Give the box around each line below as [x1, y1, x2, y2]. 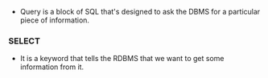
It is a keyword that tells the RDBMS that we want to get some [19, 54, 225, 64]
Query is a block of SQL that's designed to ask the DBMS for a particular [19, 7, 261, 16]
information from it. [19, 62, 85, 72]
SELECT [8, 35, 40, 47]
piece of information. [19, 15, 90, 25]
